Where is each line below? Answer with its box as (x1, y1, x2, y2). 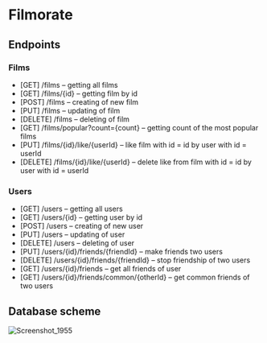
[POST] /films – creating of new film (19, 97, 139, 106)
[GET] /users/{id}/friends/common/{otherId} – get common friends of (19, 272, 250, 283)
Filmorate (8, 6, 74, 24)
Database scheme (8, 304, 101, 318)
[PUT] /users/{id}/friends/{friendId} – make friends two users (19, 247, 224, 257)
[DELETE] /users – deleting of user (19, 238, 135, 248)
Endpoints (8, 38, 61, 52)
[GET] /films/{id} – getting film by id (19, 89, 138, 98)
